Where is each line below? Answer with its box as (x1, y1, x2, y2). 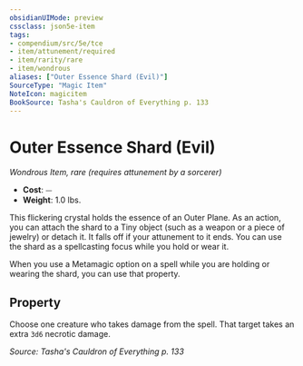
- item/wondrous (9, 64, 71, 74)
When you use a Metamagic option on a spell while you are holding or (9, 259, 270, 270)
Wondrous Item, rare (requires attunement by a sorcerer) (9, 167, 222, 178)
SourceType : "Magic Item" (9, 81, 107, 90)
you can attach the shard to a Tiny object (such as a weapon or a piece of (9, 222, 286, 232)
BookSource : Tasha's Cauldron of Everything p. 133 (9, 97, 209, 107)
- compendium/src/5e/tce (9, 38, 103, 48)
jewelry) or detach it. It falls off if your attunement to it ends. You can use (9, 232, 283, 242)
